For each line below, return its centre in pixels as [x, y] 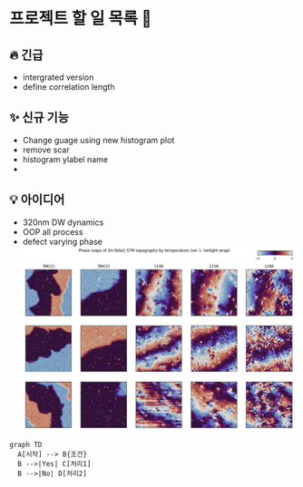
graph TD [26, 444]
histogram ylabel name [65, 159]
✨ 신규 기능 [39, 117]
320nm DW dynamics [63, 222]
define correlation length [68, 87]
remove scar [46, 150]
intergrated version [58, 77]
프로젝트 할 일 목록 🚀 [81, 19]
